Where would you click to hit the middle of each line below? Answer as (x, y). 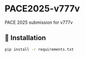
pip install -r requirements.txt (39, 49)
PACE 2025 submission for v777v (39, 22)
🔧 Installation (25, 38)
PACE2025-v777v (42, 9)
